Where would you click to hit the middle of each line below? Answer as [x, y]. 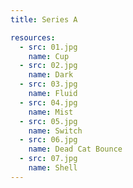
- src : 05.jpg [48, 121]
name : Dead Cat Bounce [75, 149]
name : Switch [55, 131]
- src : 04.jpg [48, 102]
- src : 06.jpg [48, 140]
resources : [33, 37]
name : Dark [51, 75]
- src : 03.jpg [48, 84]
